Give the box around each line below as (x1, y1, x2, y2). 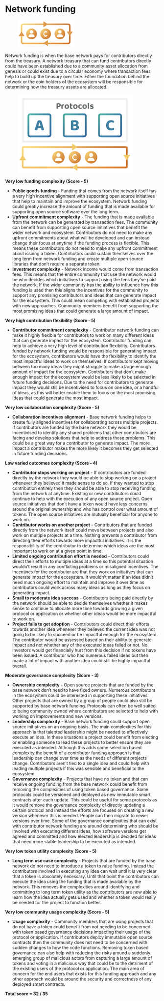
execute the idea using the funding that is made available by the (12, 879, 141, 884)
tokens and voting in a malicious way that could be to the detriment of (12, 960, 153, 967)
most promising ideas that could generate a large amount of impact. (12, 308, 149, 314)
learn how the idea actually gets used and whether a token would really (12, 894, 156, 900)
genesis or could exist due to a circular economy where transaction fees (5, 68, 151, 74)
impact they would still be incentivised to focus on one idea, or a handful (12, 384, 159, 390)
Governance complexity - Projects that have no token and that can (12, 776, 148, 782)
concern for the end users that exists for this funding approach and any (12, 971, 157, 977)
